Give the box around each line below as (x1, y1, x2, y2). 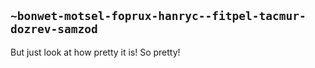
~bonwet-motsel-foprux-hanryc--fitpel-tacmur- (10, 9, 307, 24)
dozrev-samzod (10, 22, 98, 37)
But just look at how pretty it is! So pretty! (10, 46, 181, 58)
